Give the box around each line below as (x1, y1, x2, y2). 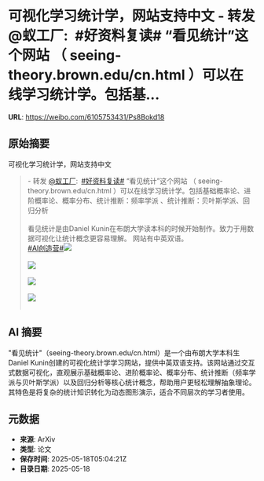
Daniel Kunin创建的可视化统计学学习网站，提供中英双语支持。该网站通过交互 (8, 358, 255, 367)
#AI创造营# (27, 243, 64, 252)
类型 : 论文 (19, 445, 52, 454)
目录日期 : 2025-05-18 (19, 464, 90, 474)
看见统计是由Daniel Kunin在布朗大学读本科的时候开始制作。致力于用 (27, 223, 247, 233)
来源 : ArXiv (19, 435, 56, 444)
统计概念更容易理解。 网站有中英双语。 (61, 233, 189, 243)
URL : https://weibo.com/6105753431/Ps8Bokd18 (8, 112, 165, 122)
